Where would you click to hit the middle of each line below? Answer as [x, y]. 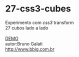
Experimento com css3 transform [39, 22]
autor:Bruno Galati [24, 43]
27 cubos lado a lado [27, 27]
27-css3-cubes [38, 9]
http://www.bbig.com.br [30, 49]
